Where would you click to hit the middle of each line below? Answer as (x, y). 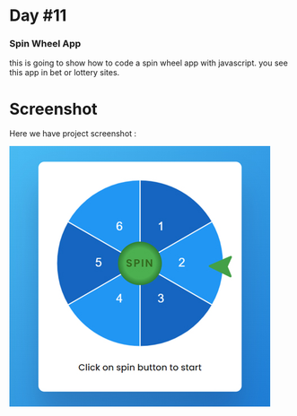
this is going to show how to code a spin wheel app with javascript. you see (149, 63)
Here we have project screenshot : (73, 134)
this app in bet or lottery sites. (65, 73)
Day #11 (38, 16)
